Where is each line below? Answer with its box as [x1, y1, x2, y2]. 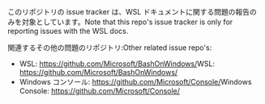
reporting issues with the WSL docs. [7, 27, 129, 35]
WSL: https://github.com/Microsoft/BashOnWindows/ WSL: [19, 59, 216, 69]
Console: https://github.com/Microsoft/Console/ [19, 86, 180, 95]
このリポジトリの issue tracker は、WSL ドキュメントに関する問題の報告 [7, 7, 250, 16]
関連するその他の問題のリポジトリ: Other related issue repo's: [7, 43, 212, 52]
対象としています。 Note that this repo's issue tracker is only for [21, 17, 233, 27]
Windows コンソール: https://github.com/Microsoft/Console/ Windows [19, 77, 252, 86]
